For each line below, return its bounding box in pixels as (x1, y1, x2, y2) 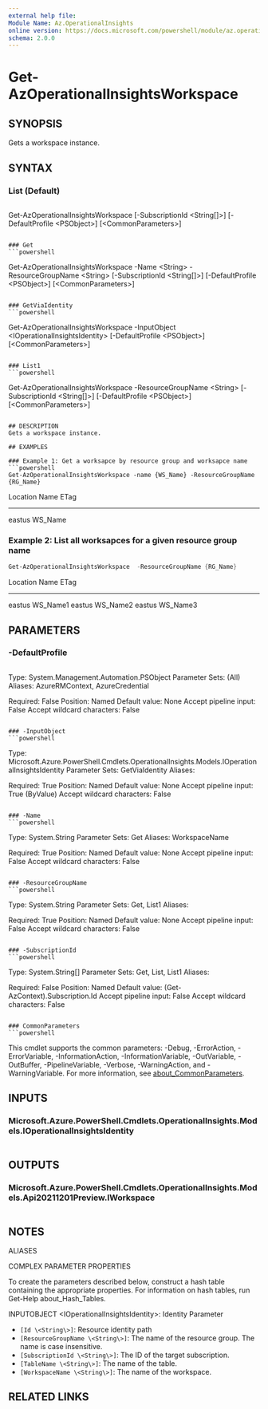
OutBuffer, (8, 1060, 42, 1069)
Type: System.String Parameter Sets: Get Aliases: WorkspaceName (8, 832, 230, 842)
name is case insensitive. (19, 1341, 103, 1351)
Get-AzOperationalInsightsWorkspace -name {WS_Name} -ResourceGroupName (8, 471, 255, 479)
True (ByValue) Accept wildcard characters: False (8, 789, 171, 799)
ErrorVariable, (8, 1051, 54, 1061)
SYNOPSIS (8, 116, 63, 130)
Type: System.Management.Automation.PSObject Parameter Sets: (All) (8, 672, 241, 682)
